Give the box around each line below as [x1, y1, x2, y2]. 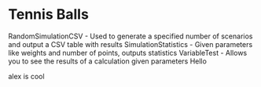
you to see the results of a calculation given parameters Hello [8, 56, 207, 66]
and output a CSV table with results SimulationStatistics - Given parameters [8, 39, 253, 49]
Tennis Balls [8, 5, 89, 24]
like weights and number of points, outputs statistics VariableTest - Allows [8, 48, 248, 57]
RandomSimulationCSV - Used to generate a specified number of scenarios [8, 31, 253, 41]
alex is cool [8, 71, 45, 81]
